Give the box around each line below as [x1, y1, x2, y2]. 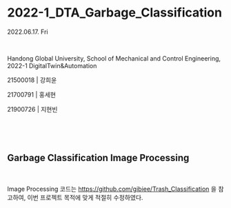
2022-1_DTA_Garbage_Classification [7, 5, 223, 21]
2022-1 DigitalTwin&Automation [7, 61, 97, 70]
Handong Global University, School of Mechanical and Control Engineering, [7, 54, 221, 63]
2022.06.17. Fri [7, 28, 48, 36]
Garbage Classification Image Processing [7, 152, 190, 164]
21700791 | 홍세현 [7, 90, 57, 98]
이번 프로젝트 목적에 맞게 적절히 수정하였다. [27, 193, 143, 201]
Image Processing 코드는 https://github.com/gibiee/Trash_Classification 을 [7, 185, 217, 193]
